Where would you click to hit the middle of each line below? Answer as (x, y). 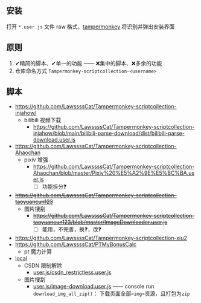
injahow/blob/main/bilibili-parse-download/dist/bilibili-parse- (109, 133)
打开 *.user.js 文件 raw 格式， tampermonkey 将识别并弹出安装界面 (91, 27)
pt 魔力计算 (38, 252)
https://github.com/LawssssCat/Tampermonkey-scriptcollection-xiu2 (101, 238)
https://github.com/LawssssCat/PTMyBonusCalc (76, 244)
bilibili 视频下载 (43, 120)
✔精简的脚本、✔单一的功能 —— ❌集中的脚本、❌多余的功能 (88, 63)
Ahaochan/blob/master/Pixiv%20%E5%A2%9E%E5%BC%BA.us (114, 173)
